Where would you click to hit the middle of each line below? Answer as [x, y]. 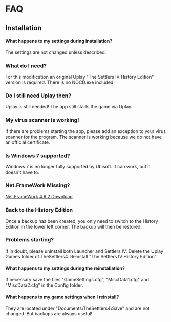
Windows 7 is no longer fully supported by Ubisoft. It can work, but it [78, 166]
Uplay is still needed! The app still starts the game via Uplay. [69, 107]
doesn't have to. [23, 172]
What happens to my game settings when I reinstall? [62, 297]
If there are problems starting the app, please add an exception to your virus [86, 131]
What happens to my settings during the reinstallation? [65, 268]
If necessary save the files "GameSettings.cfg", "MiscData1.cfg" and [77, 280]
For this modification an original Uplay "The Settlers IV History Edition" [80, 77]
